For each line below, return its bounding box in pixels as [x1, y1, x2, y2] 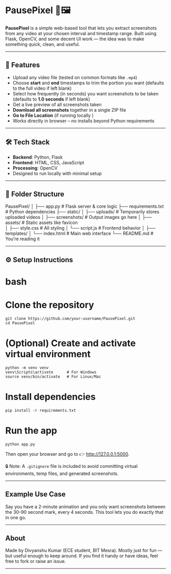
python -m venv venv [5, 365, 49, 370]
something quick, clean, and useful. [5, 41, 80, 47]
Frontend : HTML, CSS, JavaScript [12, 159, 84, 165]
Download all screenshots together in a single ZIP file [12, 107, 126, 113]
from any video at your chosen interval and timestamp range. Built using [5, 30, 157, 36]
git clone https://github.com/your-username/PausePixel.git [5, 316, 136, 321]
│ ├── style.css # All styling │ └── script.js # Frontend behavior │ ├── [5, 225, 156, 231]
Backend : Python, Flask [12, 154, 63, 160]
